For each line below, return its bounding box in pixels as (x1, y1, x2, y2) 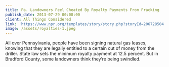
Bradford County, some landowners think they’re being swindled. (5, 56, 141, 62)
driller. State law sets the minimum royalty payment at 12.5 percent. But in (5, 51, 158, 57)
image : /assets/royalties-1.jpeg (5, 26, 76, 31)
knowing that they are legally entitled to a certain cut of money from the (5, 45, 155, 51)
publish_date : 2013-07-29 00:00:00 (5, 12, 80, 17)
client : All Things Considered (5, 17, 71, 22)
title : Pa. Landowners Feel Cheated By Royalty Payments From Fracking (5, 7, 159, 13)
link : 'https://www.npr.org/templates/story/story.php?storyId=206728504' (5, 21, 166, 27)
